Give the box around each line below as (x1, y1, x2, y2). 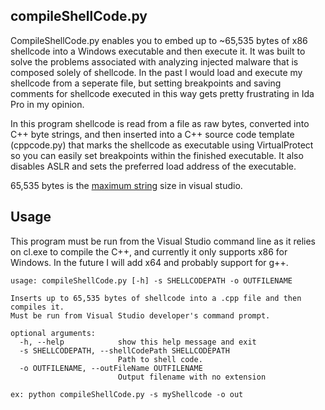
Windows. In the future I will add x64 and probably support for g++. (10, 256, 289, 268)
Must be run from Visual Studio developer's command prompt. (10, 310, 271, 321)
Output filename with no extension (117, 372, 267, 382)
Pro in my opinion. (10, 98, 85, 110)
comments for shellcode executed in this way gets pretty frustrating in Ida (10, 87, 315, 99)
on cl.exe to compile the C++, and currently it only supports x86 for (10, 245, 288, 258)
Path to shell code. (117, 354, 203, 364)
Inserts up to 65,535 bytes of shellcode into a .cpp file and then (10, 293, 302, 303)
